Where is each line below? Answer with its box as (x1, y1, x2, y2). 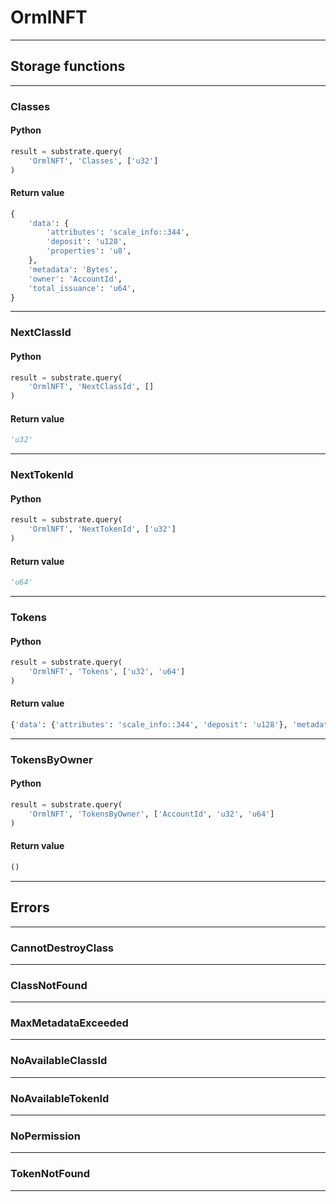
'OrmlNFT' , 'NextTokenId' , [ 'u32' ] (28, 524, 177, 535)
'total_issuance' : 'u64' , (28, 283, 137, 293)
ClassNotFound (10, 978, 88, 992)
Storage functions (10, 58, 126, 75)
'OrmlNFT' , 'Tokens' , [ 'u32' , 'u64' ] (28, 667, 186, 677)
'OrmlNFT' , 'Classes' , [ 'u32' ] (28, 156, 159, 166)
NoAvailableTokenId (10, 1091, 110, 1105)
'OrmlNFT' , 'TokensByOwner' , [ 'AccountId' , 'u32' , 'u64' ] (28, 809, 275, 819)
